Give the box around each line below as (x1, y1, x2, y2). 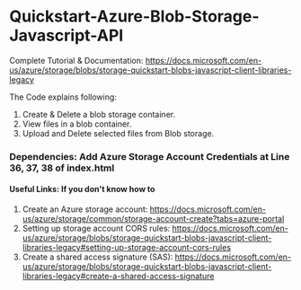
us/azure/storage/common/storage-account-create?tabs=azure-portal (22, 214, 285, 224)
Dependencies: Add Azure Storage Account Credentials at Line (9, 150, 290, 163)
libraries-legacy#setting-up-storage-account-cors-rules (22, 242, 232, 253)
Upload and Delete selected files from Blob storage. (22, 127, 215, 138)
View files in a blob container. (22, 119, 132, 129)
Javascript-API (9, 25, 124, 46)
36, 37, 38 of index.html (9, 162, 115, 174)
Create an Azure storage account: (22, 204, 148, 215)
